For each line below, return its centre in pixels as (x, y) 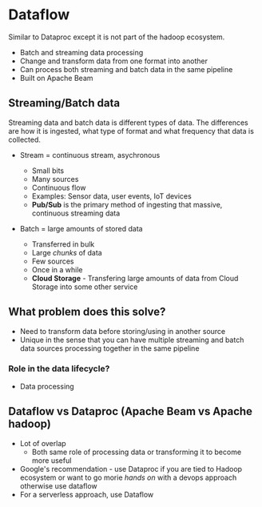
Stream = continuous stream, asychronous (90, 155)
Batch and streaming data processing (81, 52)
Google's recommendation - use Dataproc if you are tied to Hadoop (131, 469)
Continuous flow (59, 187)
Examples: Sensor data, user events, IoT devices (111, 196)
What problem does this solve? (87, 312)
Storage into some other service (85, 287)
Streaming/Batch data (64, 103)
